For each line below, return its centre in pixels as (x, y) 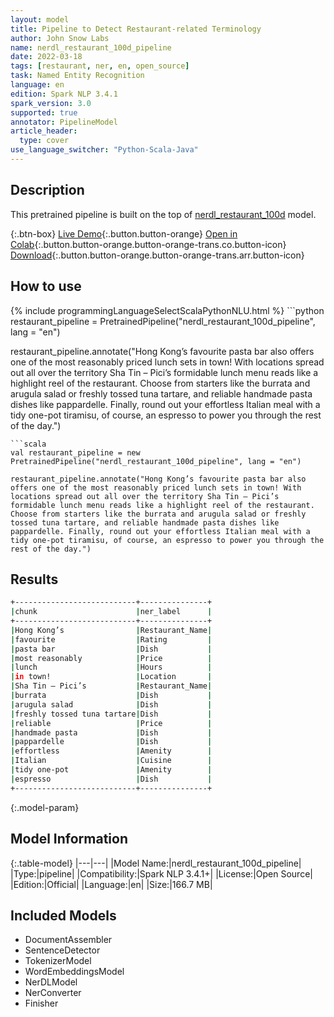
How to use (46, 286)
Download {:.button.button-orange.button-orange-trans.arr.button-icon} (157, 255)
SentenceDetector (62, 950)
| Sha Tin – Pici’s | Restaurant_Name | (111, 686)
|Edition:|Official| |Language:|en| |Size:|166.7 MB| (111, 884)
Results (34, 579)
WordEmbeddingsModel (74, 972)
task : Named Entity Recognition (77, 76)
